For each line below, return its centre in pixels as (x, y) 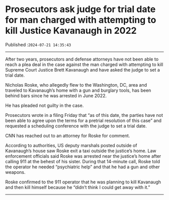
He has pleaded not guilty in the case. (45, 105)
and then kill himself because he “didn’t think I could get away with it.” (78, 187)
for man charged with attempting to (81, 20)
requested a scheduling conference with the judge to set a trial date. (76, 126)
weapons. (16, 172)
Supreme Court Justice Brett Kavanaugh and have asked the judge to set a (82, 70)
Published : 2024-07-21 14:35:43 (38, 44)
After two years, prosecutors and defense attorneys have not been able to (82, 59)
